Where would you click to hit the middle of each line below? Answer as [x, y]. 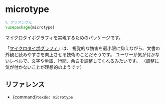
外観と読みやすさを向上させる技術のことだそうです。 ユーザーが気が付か [80, 54]
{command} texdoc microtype [43, 97]
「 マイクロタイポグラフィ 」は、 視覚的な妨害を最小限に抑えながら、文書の [83, 48]
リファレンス [25, 85]
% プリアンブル [19, 23]
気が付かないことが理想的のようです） [45, 67]
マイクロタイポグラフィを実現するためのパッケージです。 [64, 37]
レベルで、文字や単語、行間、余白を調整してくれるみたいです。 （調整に [84, 61]
